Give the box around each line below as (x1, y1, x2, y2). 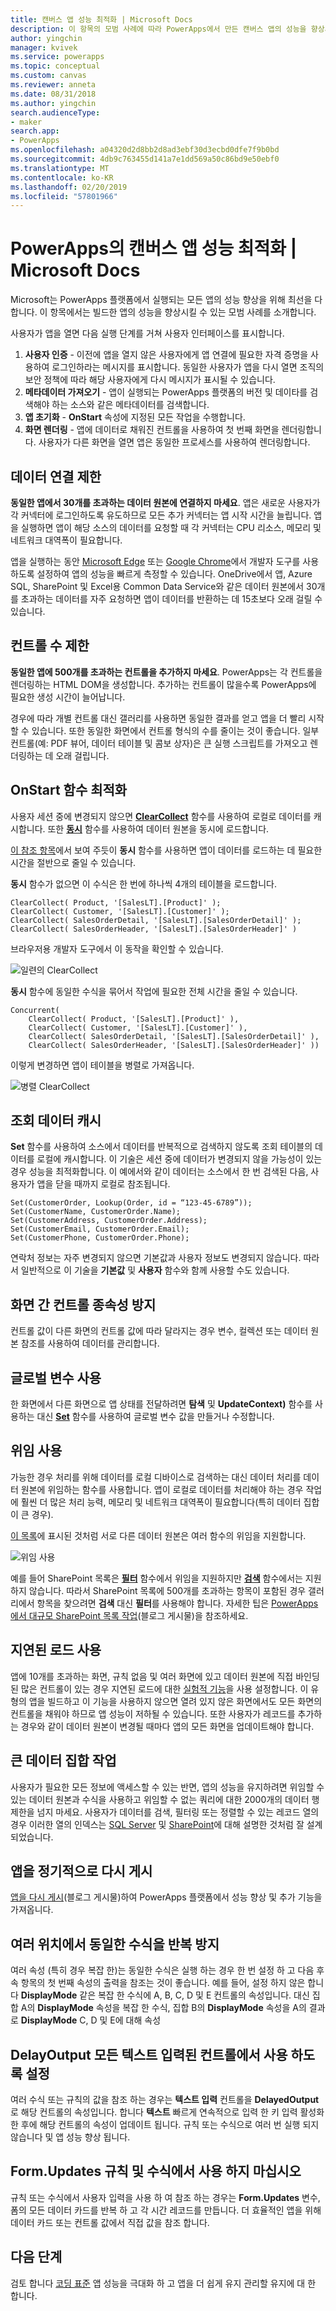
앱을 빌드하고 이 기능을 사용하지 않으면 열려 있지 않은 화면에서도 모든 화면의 (28, 1695, 323, 1707)
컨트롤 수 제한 (10, 637, 90, 655)
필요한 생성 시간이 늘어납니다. (10, 691, 126, 703)
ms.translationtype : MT (10, 163, 110, 173)
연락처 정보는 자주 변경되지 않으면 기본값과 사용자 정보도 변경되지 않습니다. (10, 1252, 302, 1264)
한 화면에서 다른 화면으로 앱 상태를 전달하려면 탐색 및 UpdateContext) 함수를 (10, 1398, 313, 1410)
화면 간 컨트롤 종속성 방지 (10, 1296, 157, 1313)
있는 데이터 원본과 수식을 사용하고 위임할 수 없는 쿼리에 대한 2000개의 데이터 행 (10, 1793, 320, 1805)
